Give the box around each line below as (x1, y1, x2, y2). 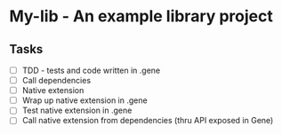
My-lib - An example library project (9, 6, 274, 27)
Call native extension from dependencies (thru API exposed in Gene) (21, 115, 274, 126)
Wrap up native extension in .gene (21, 95, 149, 106)
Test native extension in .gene (21, 105, 133, 116)
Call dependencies (21, 75, 92, 86)
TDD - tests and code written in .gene (21, 65, 161, 75)
